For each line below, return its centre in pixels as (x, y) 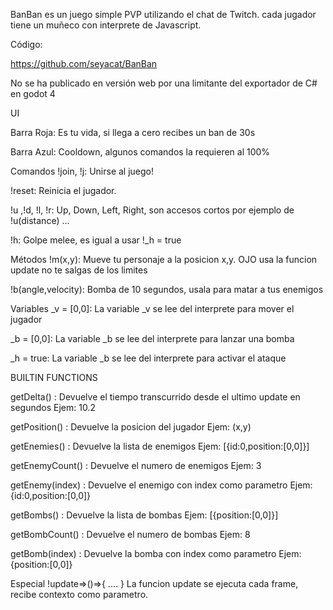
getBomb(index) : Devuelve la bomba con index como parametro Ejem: (156, 553)
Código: (26, 44)
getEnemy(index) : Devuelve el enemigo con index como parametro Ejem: (161, 485)
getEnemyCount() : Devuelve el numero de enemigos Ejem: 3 (136, 465)
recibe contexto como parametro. (79, 594)
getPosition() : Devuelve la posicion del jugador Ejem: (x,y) (131, 427)
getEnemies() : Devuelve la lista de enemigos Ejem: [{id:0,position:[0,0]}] (160, 446)
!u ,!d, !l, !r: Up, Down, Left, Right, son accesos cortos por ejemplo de (152, 210)
